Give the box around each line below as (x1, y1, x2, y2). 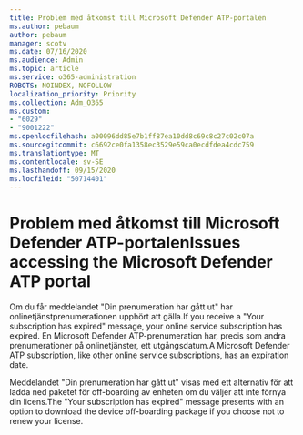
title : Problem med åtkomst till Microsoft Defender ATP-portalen (9, 13, 267, 23)
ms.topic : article (9, 65, 79, 74)
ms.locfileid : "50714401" (9, 174, 107, 183)
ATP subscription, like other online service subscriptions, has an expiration (9, 349, 289, 360)
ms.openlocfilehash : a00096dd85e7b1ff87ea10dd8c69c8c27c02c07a (9, 132, 255, 141)
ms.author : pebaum (9, 22, 79, 31)
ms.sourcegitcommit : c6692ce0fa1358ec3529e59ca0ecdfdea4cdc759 (9, 140, 255, 149)
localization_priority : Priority (9, 89, 136, 98)
